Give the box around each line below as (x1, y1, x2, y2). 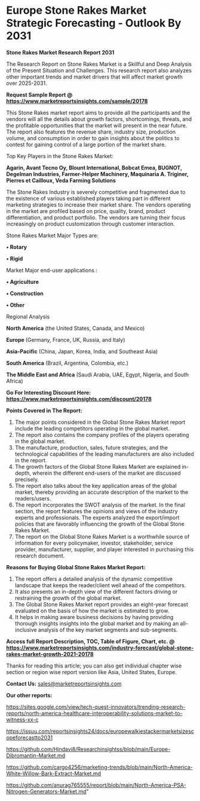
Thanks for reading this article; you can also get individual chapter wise (6, 662, 182, 669)
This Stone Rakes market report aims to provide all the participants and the (6, 109, 190, 116)
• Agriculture (6, 278, 39, 285)
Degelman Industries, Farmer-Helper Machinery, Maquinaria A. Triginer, (6, 170, 189, 177)
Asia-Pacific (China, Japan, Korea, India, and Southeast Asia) (6, 348, 158, 355)
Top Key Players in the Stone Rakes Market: (6, 152, 113, 159)
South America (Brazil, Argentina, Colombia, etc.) (6, 359, 129, 366)
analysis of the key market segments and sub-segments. (38, 626, 178, 633)
